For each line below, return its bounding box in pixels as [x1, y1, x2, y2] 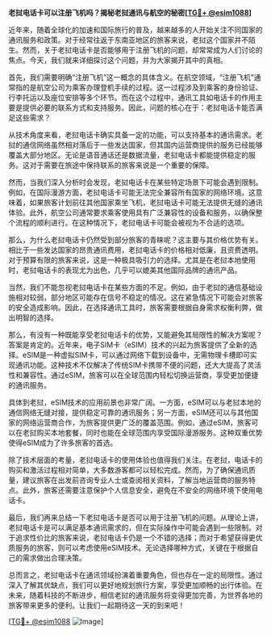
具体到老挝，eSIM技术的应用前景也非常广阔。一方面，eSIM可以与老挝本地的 [8, 397, 262, 407]
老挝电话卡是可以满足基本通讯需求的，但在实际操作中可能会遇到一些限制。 [8, 523, 256, 532]
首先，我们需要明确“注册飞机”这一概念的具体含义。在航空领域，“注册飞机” [8, 73, 254, 82]
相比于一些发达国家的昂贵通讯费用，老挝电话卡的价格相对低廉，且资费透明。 [8, 246, 263, 254]
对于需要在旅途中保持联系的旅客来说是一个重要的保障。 [29, 161, 214, 170]
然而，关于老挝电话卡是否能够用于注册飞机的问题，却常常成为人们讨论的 [22, 45, 263, 55]
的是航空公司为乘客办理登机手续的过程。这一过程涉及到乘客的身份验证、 [22, 82, 263, 92]
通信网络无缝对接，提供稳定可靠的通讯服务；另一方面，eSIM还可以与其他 [8, 408, 252, 417]
